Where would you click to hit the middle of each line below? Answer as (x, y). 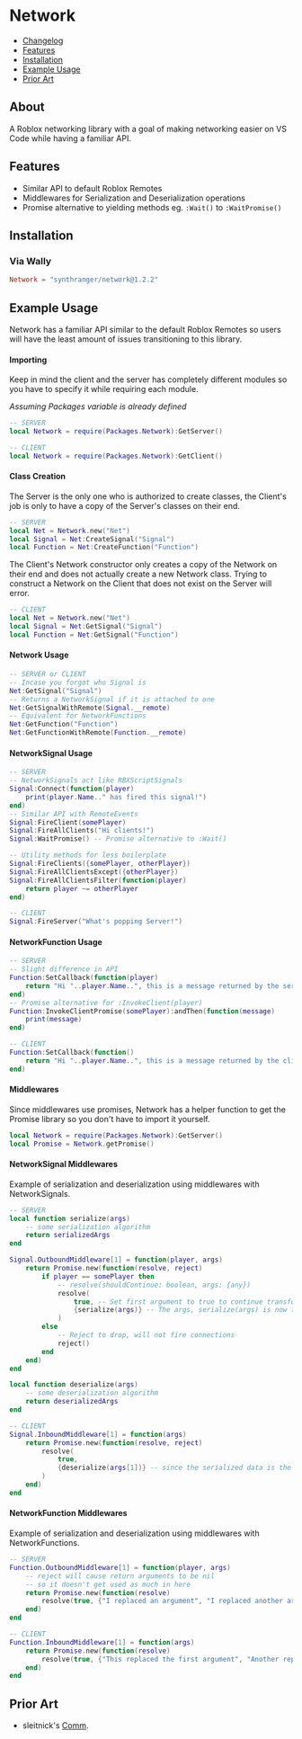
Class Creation (37, 477)
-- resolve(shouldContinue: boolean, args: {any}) (154, 1285)
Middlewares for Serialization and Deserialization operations (133, 198)
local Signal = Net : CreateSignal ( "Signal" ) (92, 539)
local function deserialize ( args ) (74, 1385)
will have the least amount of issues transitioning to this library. (126, 339)
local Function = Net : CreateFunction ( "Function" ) (104, 548)
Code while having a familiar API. (71, 138)
